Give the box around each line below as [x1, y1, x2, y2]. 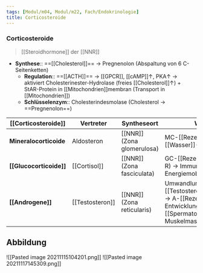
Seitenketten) [14, 66, 49, 73]
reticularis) [121, 205, 152, 214]
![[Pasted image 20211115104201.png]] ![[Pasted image [6, 253, 142, 260]
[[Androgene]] [9, 198, 53, 206]
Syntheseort [121, 119, 159, 127]
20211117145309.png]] [6, 260, 62, 267]
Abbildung [6, 237, 47, 248]
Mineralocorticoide [9, 136, 65, 145]
